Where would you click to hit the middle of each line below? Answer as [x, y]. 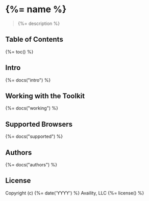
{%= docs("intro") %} [28, 80]
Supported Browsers [39, 124]
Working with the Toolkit [45, 96]
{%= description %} [39, 23]
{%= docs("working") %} [32, 108]
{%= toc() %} [19, 51]
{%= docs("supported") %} [34, 136]
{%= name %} [36, 9]
